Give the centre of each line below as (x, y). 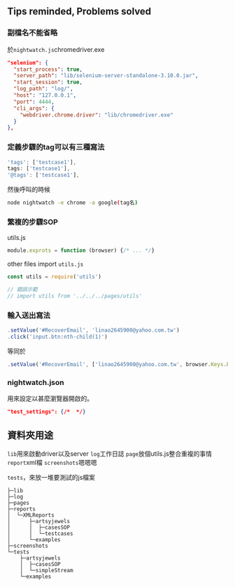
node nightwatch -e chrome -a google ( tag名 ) (73, 203)
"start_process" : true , (48, 69)
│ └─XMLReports (31, 515)
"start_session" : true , (48, 82)
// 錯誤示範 (23, 290)
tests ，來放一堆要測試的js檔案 (51, 477)
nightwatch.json (36, 382)
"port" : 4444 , (34, 102)
